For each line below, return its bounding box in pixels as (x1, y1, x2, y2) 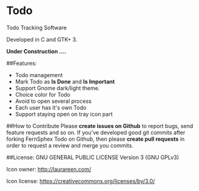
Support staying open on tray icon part (15, 110, 113, 118)
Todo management (15, 71, 63, 78)
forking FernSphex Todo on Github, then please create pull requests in (6, 135, 185, 143)
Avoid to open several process (15, 97, 92, 105)
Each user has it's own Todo (15, 103, 87, 111)
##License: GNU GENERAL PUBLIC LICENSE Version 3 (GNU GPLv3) (6, 154, 179, 161)
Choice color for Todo (15, 91, 71, 98)
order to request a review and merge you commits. (6, 141, 134, 149)
